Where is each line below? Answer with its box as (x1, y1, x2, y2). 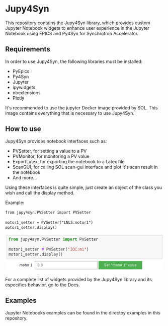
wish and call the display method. (5, 189, 74, 195)
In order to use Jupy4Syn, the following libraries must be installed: (5, 58, 143, 64)
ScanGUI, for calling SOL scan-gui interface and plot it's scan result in (12, 164, 158, 170)
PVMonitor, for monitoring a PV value (12, 153, 90, 159)
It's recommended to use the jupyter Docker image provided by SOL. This (5, 104, 158, 111)
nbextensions (12, 89, 41, 96)
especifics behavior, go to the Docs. (5, 282, 80, 288)
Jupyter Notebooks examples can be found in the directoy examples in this (5, 309, 160, 315)
